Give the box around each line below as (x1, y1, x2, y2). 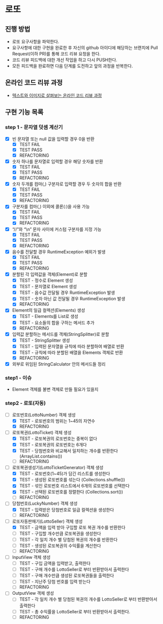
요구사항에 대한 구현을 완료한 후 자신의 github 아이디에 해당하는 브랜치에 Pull (12, 45, 158, 51)
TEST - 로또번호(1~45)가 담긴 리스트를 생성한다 (19, 471, 110, 477)
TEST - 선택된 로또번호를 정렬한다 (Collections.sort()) (19, 489, 123, 495)
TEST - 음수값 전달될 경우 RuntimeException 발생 (19, 290, 115, 295)
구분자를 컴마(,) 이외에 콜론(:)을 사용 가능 (12, 203, 90, 209)
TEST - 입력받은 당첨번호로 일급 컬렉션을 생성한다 (19, 507, 114, 513)
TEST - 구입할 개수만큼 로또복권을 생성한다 (19, 531, 101, 536)
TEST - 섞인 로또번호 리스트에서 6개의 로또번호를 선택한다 (19, 483, 130, 489)
